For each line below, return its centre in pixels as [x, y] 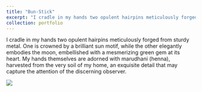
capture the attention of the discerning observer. [66, 72]
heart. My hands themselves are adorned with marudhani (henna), [88, 59]
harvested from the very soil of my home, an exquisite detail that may [92, 65]
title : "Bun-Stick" [31, 12]
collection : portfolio [35, 23]
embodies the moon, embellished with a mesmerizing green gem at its [93, 53]
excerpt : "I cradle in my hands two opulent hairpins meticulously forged [102, 17]
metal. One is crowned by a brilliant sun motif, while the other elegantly [94, 46]
